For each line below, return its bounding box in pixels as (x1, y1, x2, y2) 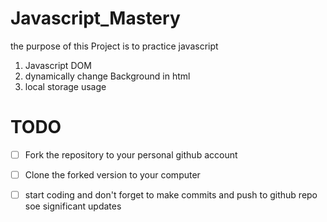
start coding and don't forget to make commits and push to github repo (24, 189, 318, 201)
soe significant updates (24, 200, 122, 212)
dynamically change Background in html (24, 70, 191, 82)
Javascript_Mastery (10, 7, 181, 30)
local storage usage (24, 80, 107, 92)
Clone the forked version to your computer (24, 168, 201, 181)
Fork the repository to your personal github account (24, 148, 238, 161)
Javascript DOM (24, 59, 92, 71)
